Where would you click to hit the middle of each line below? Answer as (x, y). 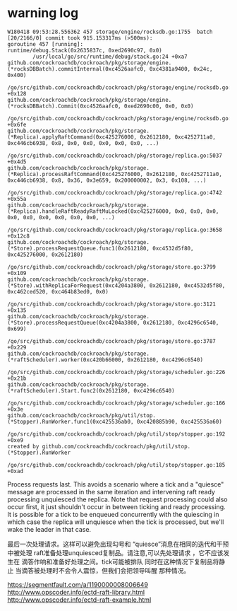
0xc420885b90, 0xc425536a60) (179, 421)
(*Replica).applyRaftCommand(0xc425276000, (72, 137)
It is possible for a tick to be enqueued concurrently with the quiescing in (113, 514)
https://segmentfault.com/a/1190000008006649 (78, 584)
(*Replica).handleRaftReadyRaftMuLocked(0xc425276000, (90, 211)
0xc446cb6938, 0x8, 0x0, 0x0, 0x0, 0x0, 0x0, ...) (83, 143)
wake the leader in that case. (49, 529)
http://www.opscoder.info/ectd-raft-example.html (79, 600)
